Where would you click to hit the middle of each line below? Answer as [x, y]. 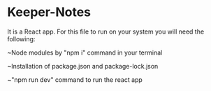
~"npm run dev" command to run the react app [75, 79]
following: [21, 38]
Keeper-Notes [49, 12]
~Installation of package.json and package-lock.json [83, 66]
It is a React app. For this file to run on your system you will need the [106, 31]
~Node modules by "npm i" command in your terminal [85, 52]
